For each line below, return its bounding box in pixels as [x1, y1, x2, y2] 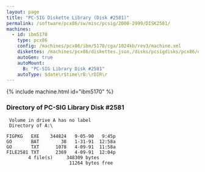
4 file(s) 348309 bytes [28, 154, 99, 160]
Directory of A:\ [9, 123, 53, 129]
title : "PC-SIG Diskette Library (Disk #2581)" [6, 15, 130, 21]
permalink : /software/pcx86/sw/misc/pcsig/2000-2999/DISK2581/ [6, 20, 171, 26]
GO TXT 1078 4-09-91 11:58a [6, 144, 116, 150]
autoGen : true [17, 54, 53, 60]
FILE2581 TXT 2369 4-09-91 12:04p [6, 149, 116, 156]
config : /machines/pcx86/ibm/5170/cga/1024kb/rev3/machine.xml [17, 43, 182, 49]
